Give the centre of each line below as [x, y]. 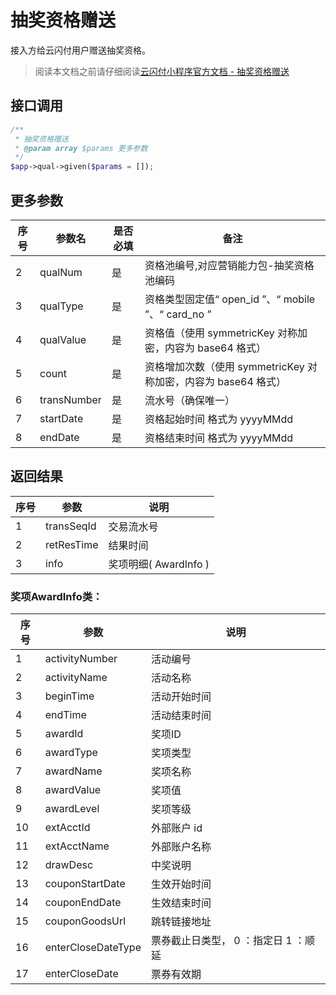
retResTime [72, 544]
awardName [73, 771]
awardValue [73, 790]
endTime [65, 715]
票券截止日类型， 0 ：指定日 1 [221, 941]
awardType [71, 753]
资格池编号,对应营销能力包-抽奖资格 [229, 265]
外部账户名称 [181, 847]
